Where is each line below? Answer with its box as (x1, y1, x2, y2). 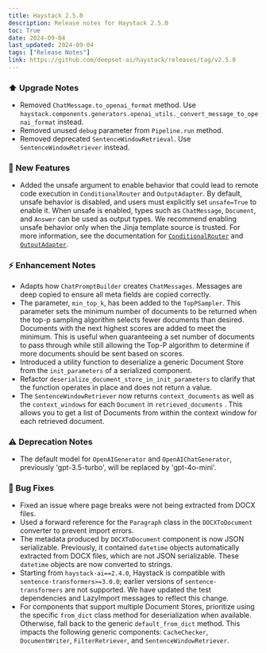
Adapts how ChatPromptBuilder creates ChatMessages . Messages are (19, 281, 243, 290)
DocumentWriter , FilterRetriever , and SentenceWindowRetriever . (19, 636, 229, 645)
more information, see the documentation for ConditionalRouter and (19, 231, 244, 241)
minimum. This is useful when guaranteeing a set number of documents (19, 332, 256, 341)
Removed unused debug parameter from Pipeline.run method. (19, 126, 224, 135)
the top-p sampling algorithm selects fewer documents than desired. (19, 315, 245, 325)
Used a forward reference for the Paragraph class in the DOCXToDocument (19, 518, 253, 527)
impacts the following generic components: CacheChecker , (19, 628, 209, 637)
